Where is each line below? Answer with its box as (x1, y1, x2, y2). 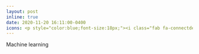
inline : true (6, 14, 38, 20)
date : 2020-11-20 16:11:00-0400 (6, 19, 86, 25)
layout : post (6, 8, 38, 15)
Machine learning (6, 41, 49, 48)
